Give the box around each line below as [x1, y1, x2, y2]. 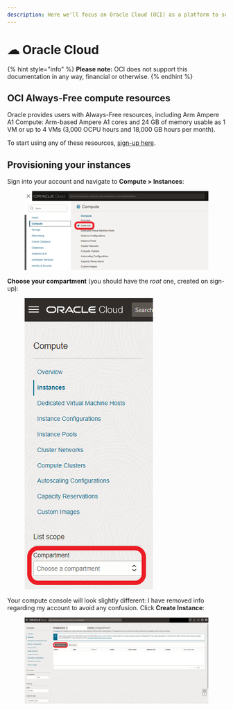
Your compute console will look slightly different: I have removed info [7, 596, 205, 605]
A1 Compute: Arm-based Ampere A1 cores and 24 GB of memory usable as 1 [7, 118, 226, 126]
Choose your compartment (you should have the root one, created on [7, 277, 209, 286]
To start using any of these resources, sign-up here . [7, 139, 156, 147]
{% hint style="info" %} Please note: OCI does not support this [7, 64, 188, 73]
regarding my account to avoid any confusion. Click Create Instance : [7, 604, 205, 612]
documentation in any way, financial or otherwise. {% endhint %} [7, 72, 193, 80]
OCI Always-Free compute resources [7, 92, 171, 104]
